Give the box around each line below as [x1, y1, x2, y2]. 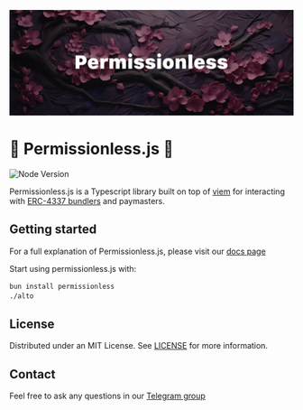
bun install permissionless [9, 282, 115, 291]
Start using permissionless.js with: [9, 263, 137, 274]
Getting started [9, 222, 97, 238]
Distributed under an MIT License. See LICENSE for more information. [9, 340, 269, 351]
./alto [9, 291, 34, 301]
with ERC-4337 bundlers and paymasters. [9, 195, 165, 206]
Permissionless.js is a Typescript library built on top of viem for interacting [9, 186, 286, 197]
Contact [9, 367, 56, 382]
